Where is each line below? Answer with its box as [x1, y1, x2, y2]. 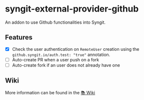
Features [5, 33, 33, 42]
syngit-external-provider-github [5, 3, 139, 14]
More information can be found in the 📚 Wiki [5, 89, 95, 95]
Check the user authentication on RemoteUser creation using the [12, 46, 140, 52]
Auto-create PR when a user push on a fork [12, 57, 99, 62]
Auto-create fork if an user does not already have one [12, 62, 120, 68]
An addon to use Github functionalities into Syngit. [5, 19, 106, 25]
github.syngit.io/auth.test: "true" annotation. [12, 52, 110, 57]
